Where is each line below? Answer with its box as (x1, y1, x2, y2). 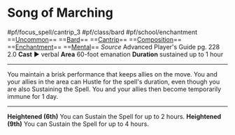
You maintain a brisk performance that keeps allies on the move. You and (7, 70, 218, 78)
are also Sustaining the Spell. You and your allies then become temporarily (7, 85, 222, 93)
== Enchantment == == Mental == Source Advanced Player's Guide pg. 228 (7, 42, 220, 51)
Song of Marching (7, 5, 113, 21)
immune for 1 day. (7, 92, 59, 100)
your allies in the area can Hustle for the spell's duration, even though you (7, 77, 220, 86)
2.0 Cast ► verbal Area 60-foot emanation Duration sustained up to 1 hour (7, 50, 224, 58)
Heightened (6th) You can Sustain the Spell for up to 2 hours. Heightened (7, 112, 222, 120)
